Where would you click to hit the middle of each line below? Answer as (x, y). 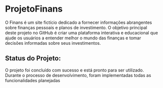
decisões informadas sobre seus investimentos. (53, 43)
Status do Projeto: (33, 59)
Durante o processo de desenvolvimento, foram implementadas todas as (78, 75)
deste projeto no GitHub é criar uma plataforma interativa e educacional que (81, 33)
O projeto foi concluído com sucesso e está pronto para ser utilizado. (74, 70)
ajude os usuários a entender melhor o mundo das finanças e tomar (73, 38)
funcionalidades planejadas (33, 80)
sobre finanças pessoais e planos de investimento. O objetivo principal (76, 27)
